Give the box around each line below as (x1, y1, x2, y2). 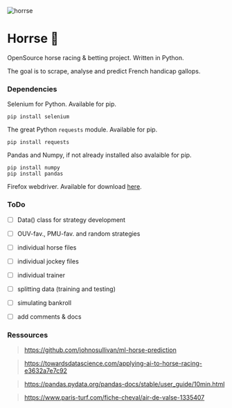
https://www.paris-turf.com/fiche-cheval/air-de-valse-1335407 (24, 393, 205, 402)
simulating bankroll (17, 298, 71, 307)
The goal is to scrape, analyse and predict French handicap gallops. (7, 66, 201, 75)
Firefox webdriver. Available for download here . (7, 183, 142, 191)
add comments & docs (17, 312, 82, 321)
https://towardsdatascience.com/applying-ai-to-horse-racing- (24, 360, 203, 368)
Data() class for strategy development (17, 215, 126, 224)
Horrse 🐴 (7, 31, 59, 46)
